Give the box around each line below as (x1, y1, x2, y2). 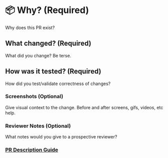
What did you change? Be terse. (5, 52, 72, 58)
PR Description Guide (5, 146, 59, 153)
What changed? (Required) (5, 39, 92, 48)
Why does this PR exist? (5, 24, 55, 31)
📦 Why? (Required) (5, 5, 89, 16)
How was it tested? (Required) (5, 67, 101, 76)
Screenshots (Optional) (5, 93, 64, 100)
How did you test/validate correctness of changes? (5, 81, 111, 87)
